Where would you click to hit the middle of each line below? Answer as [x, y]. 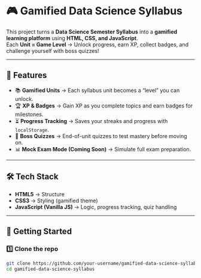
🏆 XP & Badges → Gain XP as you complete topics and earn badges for [104, 106]
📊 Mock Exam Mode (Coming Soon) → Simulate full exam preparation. [103, 149]
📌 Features [27, 75]
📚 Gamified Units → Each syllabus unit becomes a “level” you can [97, 90]
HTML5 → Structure [39, 194]
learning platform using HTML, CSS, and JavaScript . [72, 38]
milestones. [29, 114]
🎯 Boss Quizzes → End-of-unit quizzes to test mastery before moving [101, 136]
